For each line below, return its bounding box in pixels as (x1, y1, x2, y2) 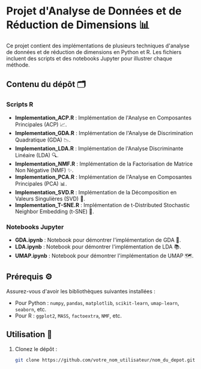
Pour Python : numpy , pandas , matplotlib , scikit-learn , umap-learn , (14, 299, 179, 307)
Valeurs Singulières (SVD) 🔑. (14, 195, 86, 202)
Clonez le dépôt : (14, 345, 58, 352)
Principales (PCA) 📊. (14, 180, 67, 187)
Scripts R (6, 100, 34, 109)
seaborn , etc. (14, 305, 47, 313)
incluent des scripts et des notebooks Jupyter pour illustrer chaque (6, 55, 173, 62)
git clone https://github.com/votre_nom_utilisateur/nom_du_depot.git (14, 357, 196, 363)
